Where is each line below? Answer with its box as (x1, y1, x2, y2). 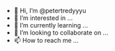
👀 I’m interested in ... (13, 14, 73, 22)
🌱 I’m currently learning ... (13, 21, 89, 29)
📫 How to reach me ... (13, 37, 79, 44)
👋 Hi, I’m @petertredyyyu (13, 7, 86, 14)
